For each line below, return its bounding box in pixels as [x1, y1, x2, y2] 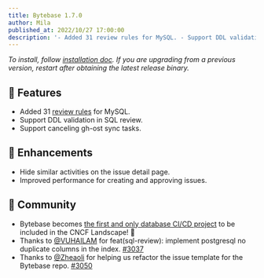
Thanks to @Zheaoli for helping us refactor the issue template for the [19, 252, 244, 262]
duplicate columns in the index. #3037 [19, 244, 144, 254]
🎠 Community [8, 198, 77, 212]
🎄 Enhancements [8, 146, 93, 159]
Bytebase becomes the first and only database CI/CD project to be [19, 219, 236, 229]
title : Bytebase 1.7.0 [8, 11, 82, 20]
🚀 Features [8, 86, 62, 99]
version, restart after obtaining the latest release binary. [8, 64, 190, 73]
